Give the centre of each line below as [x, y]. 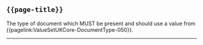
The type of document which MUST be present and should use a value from [101, 23]
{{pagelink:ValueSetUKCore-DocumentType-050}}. [70, 29]
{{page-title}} [35, 10]
